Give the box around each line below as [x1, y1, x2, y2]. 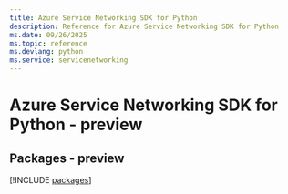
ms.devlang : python [9, 47, 84, 56]
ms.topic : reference [9, 38, 88, 48]
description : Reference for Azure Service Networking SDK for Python [9, 22, 280, 31]
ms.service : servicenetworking [9, 56, 129, 65]
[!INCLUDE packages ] [9, 175, 92, 185]
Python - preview [9, 115, 143, 135]
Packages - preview [9, 150, 125, 166]
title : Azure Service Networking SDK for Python [9, 13, 198, 23]
